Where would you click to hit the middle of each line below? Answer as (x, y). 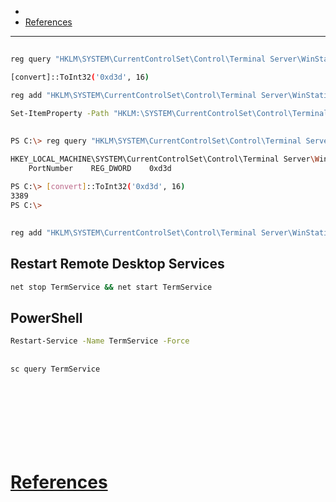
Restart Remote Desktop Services (117, 264)
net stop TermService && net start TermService (111, 287)
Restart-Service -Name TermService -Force (100, 341)
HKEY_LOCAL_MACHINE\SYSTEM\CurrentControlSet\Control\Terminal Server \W (165, 159)
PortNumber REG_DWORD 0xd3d (100, 169)
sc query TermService (55, 369)
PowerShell (46, 317)
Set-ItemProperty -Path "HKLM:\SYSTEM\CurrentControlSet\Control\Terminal (169, 114)
